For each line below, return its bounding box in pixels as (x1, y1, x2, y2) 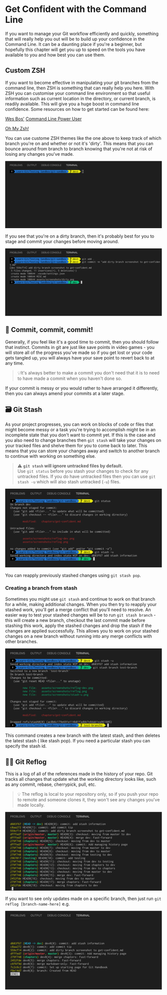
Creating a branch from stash (5, 585, 78, 592)
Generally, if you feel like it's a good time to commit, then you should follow (5, 338, 159, 345)
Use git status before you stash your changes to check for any (17, 468, 149, 474)
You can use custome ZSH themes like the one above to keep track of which (5, 135, 162, 141)
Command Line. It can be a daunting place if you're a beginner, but (5, 41, 142, 47)
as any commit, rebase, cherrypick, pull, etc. (5, 781, 96, 787)
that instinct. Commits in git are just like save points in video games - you (5, 344, 155, 350)
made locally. (17, 802, 45, 808)
